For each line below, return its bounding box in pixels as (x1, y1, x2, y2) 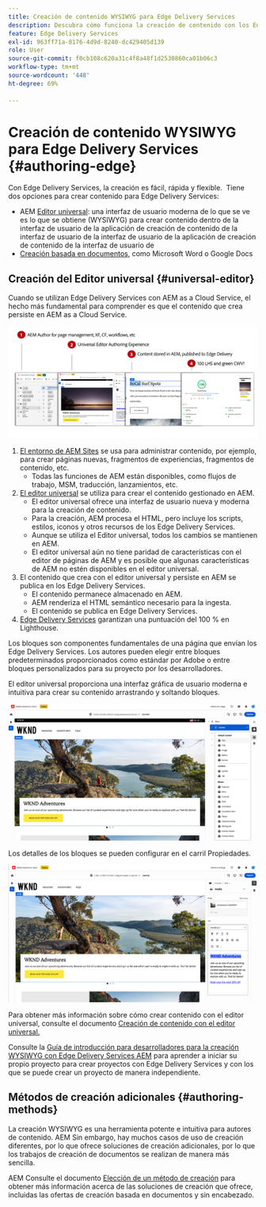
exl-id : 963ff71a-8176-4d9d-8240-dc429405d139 (8, 38, 165, 46)
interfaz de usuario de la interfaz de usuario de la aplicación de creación (19, 232, 256, 242)
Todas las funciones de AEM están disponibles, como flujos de (31, 472, 237, 481)
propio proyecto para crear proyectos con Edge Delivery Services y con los (8, 1059, 254, 1069)
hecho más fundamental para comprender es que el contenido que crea (8, 301, 243, 311)
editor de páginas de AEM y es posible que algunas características (31, 556, 249, 565)
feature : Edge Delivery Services (8, 29, 119, 37)
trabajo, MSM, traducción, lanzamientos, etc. (31, 480, 178, 489)
